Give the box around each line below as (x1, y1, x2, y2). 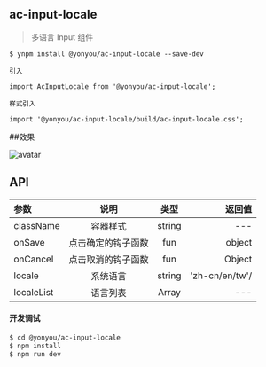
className (13, 219, 60, 231)
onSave (13, 236, 46, 248)
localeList (13, 285, 54, 298)
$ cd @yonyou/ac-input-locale (9, 332, 121, 342)
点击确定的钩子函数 (68, 237, 149, 249)
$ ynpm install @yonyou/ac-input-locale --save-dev (9, 49, 204, 59)
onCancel (13, 253, 54, 265)
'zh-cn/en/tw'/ (190, 269, 253, 282)
